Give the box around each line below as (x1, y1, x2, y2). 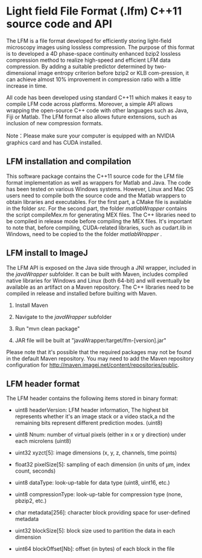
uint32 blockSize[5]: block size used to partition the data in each (14, 527, 176, 534)
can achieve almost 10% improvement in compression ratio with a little (6, 76, 181, 83)
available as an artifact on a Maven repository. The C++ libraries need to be (6, 283, 194, 290)
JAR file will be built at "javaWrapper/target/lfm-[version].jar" (14, 336, 167, 344)
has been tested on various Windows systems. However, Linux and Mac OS (6, 185, 194, 192)
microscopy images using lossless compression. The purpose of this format (6, 44, 195, 51)
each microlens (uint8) (14, 438, 71, 445)
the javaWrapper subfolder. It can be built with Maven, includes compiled (6, 271, 188, 278)
